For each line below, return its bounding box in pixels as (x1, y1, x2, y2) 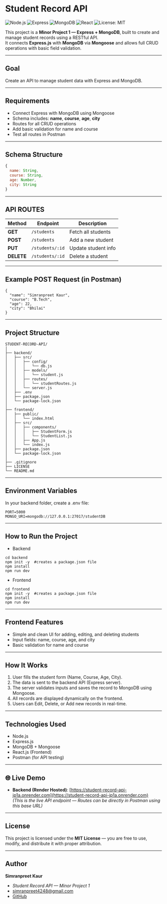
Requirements (5, 97, 50, 105)
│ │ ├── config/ (5, 359, 48, 365)
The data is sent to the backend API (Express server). (12, 680, 122, 686)
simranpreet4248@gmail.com (12, 888, 74, 894)
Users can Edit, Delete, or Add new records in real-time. (12, 701, 127, 707)
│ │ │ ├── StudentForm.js (5, 429, 72, 435)
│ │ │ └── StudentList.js (5, 434, 72, 439)
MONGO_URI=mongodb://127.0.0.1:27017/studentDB (5, 514, 106, 519)
